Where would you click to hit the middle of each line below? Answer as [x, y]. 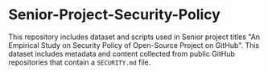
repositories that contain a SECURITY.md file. [80, 62]
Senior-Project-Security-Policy [115, 15]
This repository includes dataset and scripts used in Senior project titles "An [134, 37]
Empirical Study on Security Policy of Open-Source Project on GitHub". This [134, 45]
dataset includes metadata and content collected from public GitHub [122, 53]
